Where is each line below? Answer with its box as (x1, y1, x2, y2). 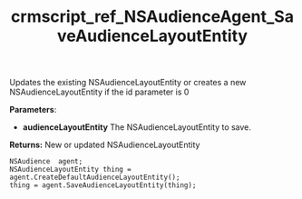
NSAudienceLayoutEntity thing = (9, 165, 132, 174)
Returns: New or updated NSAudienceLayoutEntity (9, 139, 200, 151)
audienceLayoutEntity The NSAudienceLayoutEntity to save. (22, 122, 252, 133)
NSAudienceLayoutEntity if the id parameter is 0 (9, 86, 190, 97)
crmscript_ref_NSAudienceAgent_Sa (10, 6, 295, 27)
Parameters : (9, 104, 57, 115)
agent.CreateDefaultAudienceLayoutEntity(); (9, 173, 180, 183)
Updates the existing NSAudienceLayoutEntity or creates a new (9, 77, 247, 88)
